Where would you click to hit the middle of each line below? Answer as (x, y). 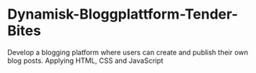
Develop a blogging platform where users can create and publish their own (128, 52)
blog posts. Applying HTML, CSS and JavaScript (85, 61)
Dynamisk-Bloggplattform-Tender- (123, 14)
